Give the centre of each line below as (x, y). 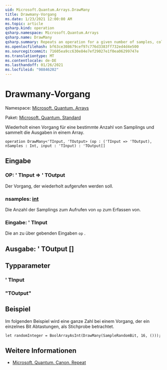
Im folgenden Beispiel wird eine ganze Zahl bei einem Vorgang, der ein (78, 321)
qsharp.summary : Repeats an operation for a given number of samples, (80, 42)
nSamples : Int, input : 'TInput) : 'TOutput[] (55, 146)
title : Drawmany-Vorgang (31, 14)
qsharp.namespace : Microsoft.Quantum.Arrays (52, 33)
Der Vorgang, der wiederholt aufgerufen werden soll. (59, 186)
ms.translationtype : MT (30, 56)
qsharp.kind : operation (30, 28)
